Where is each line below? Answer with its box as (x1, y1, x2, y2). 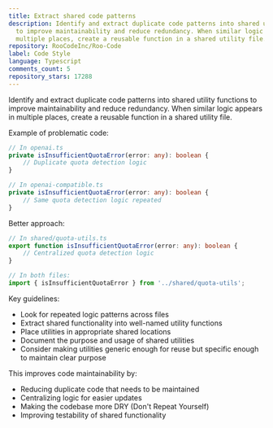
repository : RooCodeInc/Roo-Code (8, 42, 122, 50)
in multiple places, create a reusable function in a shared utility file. (8, 111, 233, 122)
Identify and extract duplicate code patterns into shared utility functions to (8, 94, 258, 104)
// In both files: (8, 272, 71, 280)
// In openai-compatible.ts (8, 181, 104, 190)
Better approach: (8, 218, 65, 228)
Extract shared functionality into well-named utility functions (19, 318, 223, 328)
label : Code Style (8, 50, 71, 58)
